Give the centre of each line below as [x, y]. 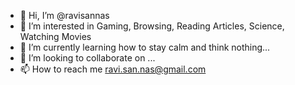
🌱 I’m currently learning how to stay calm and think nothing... [145, 47]
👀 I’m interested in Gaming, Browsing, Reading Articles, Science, [152, 26]
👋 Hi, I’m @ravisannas [64, 15]
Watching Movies [55, 36]
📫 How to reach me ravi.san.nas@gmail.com [113, 69]
